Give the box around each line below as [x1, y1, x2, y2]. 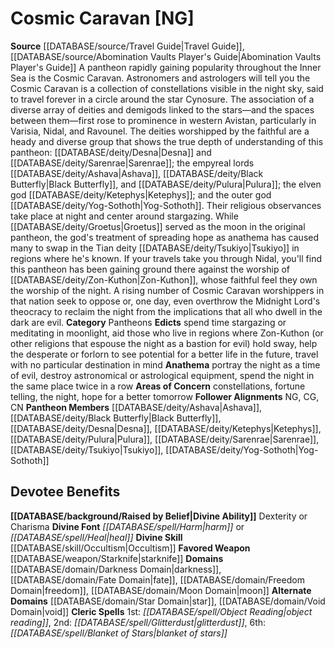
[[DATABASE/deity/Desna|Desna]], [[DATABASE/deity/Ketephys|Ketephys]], [10, 422, 322, 434]
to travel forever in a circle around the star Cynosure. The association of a [10, 93, 315, 105]
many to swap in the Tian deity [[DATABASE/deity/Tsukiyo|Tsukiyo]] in [10, 242, 300, 254]
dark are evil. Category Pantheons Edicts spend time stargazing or [10, 316, 287, 328]
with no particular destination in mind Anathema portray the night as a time [10, 358, 321, 371]
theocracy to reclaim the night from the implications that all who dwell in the [10, 305, 323, 317]
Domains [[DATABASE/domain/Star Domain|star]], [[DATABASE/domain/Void [10, 595, 326, 607]
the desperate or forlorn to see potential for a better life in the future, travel [10, 348, 319, 360]
